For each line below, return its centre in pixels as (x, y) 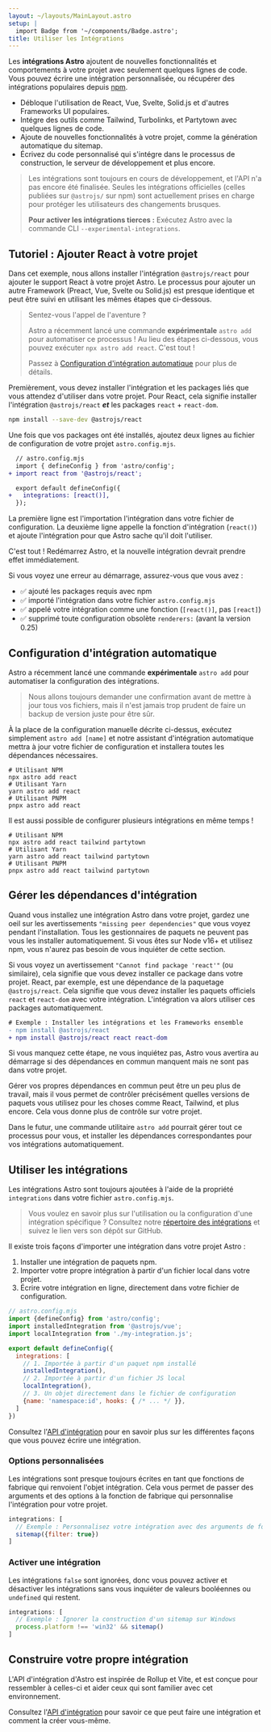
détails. (40, 372)
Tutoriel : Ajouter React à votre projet (103, 254)
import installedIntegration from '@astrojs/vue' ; (95, 1326)
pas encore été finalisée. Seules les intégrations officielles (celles (137, 188)
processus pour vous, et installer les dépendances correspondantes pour (130, 1136)
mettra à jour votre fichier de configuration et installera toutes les (116, 747)
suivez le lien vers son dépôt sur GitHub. (95, 1231)
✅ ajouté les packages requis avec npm (86, 592)
